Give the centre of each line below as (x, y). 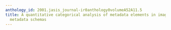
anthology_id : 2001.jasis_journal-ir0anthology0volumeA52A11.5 (74, 10)
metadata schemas (28, 19)
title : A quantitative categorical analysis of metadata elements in (81, 15)
